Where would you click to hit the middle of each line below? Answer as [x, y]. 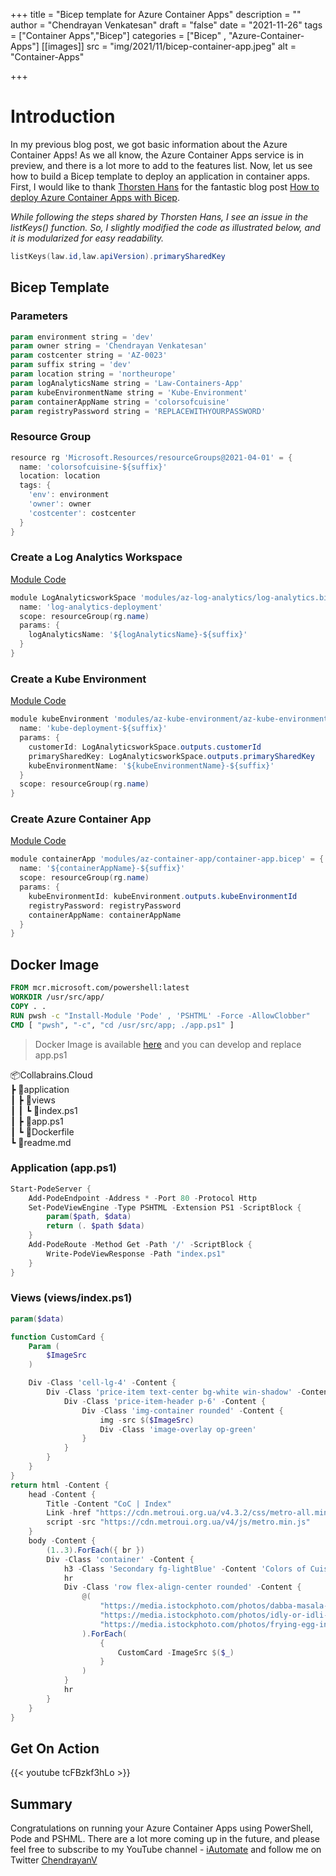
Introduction [63, 116]
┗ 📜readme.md [41, 1142]
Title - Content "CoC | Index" [109, 1504]
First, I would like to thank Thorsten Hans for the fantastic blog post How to [165, 186]
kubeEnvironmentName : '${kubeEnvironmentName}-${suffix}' [151, 765]
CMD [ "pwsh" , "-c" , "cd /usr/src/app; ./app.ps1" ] [122, 1025]
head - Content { [62, 1494]
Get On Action [55, 1748]
